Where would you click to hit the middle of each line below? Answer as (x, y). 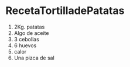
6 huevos (25, 45)
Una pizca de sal (34, 58)
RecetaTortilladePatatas (65, 11)
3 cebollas (26, 39)
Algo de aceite (31, 33)
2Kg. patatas (29, 27)
